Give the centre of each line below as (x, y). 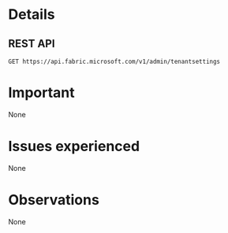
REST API (32, 44)
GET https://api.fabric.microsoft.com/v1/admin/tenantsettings (114, 61)
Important (41, 93)
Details (32, 15)
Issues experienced (74, 146)
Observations (54, 200)
